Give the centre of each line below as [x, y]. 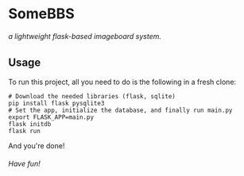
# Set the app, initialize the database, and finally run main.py [120, 110]
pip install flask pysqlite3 [56, 103]
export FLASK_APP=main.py [51, 117]
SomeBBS [42, 14]
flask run [25, 131]
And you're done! [37, 145]
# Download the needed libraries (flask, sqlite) [92, 96]
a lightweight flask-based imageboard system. [85, 36]
